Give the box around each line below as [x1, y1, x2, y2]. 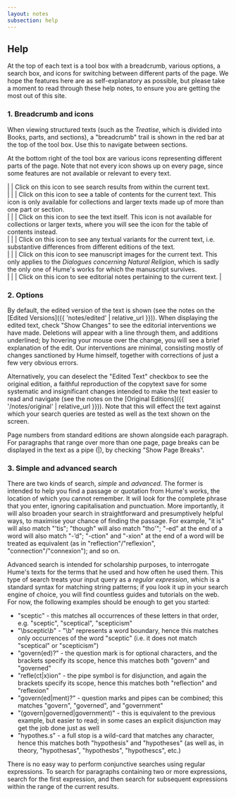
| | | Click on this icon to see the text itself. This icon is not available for [7, 212, 213, 221]
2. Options [7, 290, 44, 300]
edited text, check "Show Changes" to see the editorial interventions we [7, 321, 217, 329]
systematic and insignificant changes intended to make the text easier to [7, 387, 218, 395]
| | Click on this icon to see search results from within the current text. [7, 183, 210, 191]
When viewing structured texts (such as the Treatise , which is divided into [7, 125, 222, 134]
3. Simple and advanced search [7, 463, 118, 473]
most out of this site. [7, 92, 67, 100]
